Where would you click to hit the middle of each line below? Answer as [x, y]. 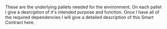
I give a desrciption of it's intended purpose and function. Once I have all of [82, 12]
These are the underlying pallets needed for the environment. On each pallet [83, 7]
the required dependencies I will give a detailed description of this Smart [80, 17]
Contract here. [20, 22]
